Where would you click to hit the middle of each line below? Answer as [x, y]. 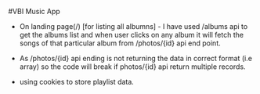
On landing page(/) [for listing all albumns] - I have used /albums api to [134, 26]
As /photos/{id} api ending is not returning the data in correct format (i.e [136, 58]
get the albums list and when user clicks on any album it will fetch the [132, 35]
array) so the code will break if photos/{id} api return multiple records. [132, 67]
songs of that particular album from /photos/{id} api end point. [120, 43]
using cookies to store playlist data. [77, 82]
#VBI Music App [34, 11]
